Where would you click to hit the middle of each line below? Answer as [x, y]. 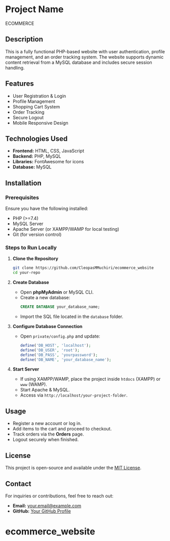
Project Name [35, 9]
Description [24, 39]
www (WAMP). [33, 384]
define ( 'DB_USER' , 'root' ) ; [50, 350]
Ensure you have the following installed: [47, 208]
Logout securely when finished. [45, 440]
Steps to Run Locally [31, 247]
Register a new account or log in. [47, 423]
